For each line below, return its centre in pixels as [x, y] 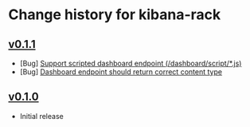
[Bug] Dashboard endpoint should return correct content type [121, 72]
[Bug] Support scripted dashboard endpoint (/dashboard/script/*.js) [131, 63]
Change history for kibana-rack [115, 15]
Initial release [41, 116]
